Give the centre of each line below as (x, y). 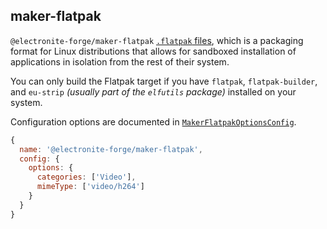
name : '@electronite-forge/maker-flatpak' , (111, 149)
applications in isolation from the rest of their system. (120, 61)
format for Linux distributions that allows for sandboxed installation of (153, 51)
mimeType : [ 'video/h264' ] (90, 187)
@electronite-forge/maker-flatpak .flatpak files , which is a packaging (157, 40)
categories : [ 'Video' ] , (86, 177)
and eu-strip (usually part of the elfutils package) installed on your (153, 91)
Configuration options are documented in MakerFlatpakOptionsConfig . (153, 121)
